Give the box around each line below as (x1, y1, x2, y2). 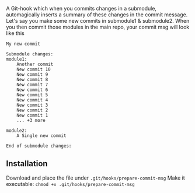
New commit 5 (16, 92, 48, 98)
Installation (6, 159, 48, 169)
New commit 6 (16, 87, 48, 93)
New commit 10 (16, 66, 51, 72)
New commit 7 (16, 82, 48, 87)
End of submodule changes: (6, 143, 72, 149)
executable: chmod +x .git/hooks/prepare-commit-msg (6, 180, 135, 187)
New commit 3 (16, 102, 48, 108)
